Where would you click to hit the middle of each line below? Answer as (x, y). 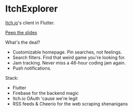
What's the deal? (23, 42)
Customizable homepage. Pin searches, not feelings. (67, 52)
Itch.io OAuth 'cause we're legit (45, 98)
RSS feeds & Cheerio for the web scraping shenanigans (70, 103)
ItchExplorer (31, 9)
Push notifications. (32, 68)
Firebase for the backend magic (46, 93)
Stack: (12, 78)
